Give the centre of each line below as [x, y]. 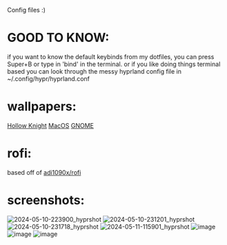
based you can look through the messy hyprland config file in [94, 71]
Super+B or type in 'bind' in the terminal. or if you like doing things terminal [114, 64]
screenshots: [46, 200]
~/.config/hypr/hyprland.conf [48, 78]
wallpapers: [42, 107]
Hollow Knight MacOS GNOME [51, 125]
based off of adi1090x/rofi [44, 172]
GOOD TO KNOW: [58, 38]
